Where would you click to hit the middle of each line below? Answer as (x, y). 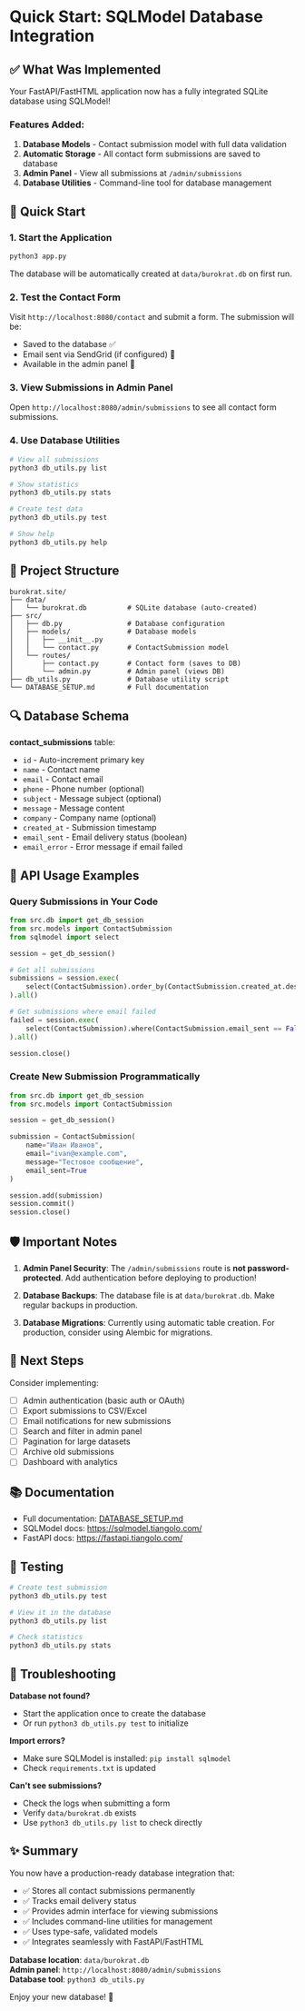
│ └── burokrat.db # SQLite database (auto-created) (133, 607)
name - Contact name (61, 770)
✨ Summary (44, 1851)
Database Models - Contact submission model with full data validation (155, 144)
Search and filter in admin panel (82, 1431)
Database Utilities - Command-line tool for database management (147, 183)
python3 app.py (38, 256)
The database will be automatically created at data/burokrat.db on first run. (151, 274)
